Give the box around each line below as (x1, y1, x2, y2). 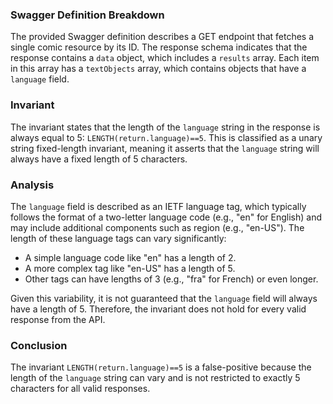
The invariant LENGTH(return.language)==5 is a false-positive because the (10, 361, 312, 373)
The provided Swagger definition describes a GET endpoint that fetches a (10, 31, 315, 43)
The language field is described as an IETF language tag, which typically (10, 200, 307, 212)
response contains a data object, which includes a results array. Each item (10, 52, 320, 64)
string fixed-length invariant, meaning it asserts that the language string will (10, 142, 320, 154)
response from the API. (10, 313, 106, 325)
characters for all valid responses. (10, 383, 151, 395)
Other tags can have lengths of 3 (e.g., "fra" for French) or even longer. (24, 273, 319, 285)
